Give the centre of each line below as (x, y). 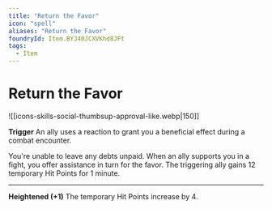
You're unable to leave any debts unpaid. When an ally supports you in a (129, 156)
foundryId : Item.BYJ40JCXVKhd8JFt (67, 38)
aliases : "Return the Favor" (57, 31)
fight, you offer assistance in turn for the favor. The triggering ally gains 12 (132, 164)
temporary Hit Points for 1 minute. (64, 173)
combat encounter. (40, 140)
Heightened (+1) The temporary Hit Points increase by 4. (103, 196)
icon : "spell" (32, 23)
